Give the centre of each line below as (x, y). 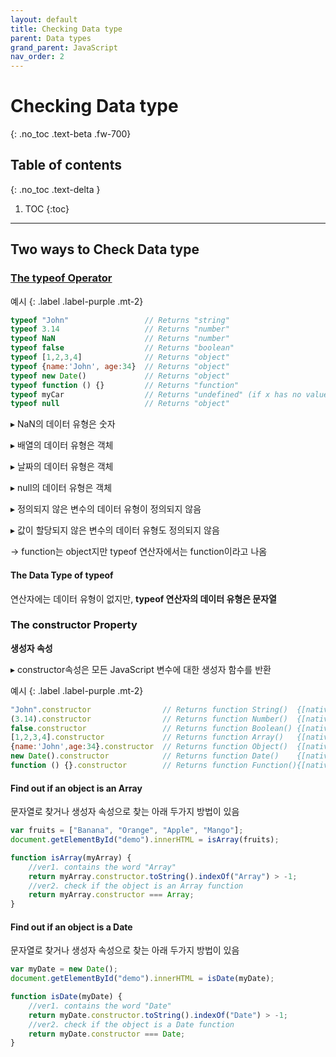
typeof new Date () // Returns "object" (120, 376)
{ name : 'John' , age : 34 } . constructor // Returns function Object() (149, 747)
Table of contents (66, 165)
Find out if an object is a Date (71, 927)
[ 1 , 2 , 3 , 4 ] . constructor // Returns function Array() (147, 737)
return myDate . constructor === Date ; (107, 1034)
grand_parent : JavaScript (64, 47)
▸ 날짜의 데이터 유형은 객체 (62, 467)
